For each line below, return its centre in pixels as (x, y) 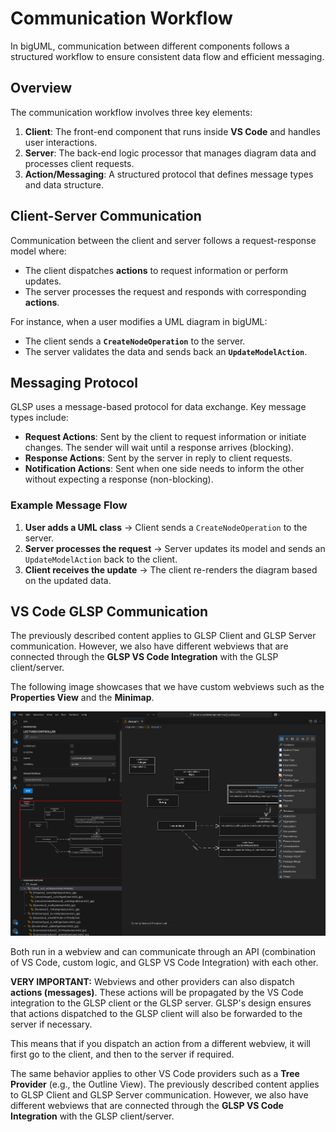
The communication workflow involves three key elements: (131, 112)
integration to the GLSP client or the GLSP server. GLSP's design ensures (161, 1003)
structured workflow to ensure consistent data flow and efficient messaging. (167, 56)
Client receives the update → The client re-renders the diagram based (171, 569)
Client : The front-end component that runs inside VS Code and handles (172, 131)
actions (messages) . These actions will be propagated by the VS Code (157, 992)
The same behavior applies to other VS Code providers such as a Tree (155, 1073)
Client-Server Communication (106, 216)
